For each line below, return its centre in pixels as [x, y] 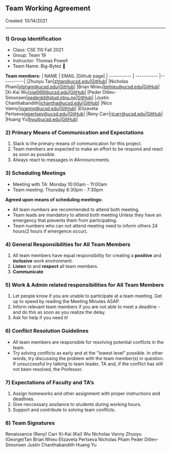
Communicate [28, 272]
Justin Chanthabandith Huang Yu [62, 445]
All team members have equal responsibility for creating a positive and [87, 255]
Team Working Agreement [48, 8]
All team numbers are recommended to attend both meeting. [76, 209]
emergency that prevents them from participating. [65, 220]
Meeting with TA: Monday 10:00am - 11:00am [60, 184]
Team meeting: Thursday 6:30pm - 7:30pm [58, 190]
